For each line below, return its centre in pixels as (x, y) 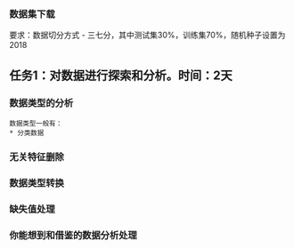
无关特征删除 (37, 157)
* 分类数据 (27, 133)
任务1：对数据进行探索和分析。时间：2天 (121, 75)
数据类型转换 (37, 182)
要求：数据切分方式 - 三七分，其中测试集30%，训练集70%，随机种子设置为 (147, 35)
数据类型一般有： (36, 123)
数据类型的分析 (41, 102)
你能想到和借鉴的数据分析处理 (73, 235)
